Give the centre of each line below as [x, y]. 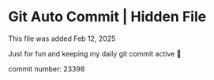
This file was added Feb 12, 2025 [62, 38]
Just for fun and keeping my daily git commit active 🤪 [95, 53]
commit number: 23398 [47, 69]
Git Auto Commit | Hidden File [107, 17]
